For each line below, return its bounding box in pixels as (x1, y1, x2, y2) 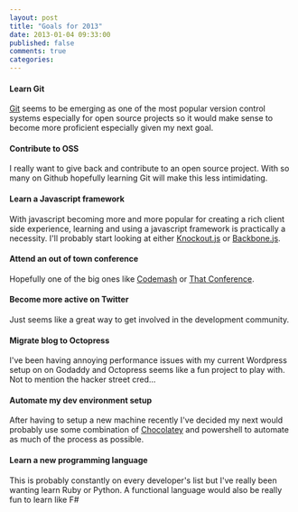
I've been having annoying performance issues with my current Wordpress (9, 355, 287, 366)
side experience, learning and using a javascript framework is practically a (9, 223, 286, 234)
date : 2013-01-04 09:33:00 (9, 30, 111, 39)
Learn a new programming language (9, 455, 148, 466)
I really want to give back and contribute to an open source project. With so (9, 163, 290, 174)
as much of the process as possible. (9, 434, 144, 445)
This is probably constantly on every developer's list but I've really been (9, 475, 277, 486)
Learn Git (9, 83, 45, 94)
